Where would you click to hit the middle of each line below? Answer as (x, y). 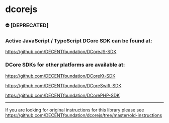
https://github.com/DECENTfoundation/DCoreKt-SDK (60, 76)
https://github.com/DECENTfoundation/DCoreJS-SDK (61, 52)
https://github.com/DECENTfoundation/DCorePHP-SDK (63, 95)
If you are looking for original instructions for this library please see (75, 110)
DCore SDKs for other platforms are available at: (65, 65)
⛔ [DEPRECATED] (27, 25)
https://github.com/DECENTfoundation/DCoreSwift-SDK (63, 85)
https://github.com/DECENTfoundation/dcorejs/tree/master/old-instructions (84, 115)
